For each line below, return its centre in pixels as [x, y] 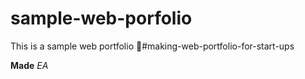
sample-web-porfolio [101, 18]
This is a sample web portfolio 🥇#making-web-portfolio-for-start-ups [152, 46]
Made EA [29, 65]
